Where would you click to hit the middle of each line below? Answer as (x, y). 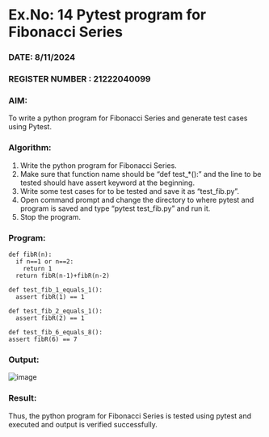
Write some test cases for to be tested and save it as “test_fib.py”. (130, 191)
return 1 (38, 268)
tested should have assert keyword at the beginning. (107, 183)
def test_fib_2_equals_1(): (56, 311)
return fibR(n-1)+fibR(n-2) (63, 275)
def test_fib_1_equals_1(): (56, 290)
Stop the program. (50, 216)
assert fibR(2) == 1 (50, 318)
